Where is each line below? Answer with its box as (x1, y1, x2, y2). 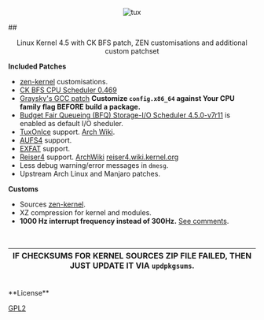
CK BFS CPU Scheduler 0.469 (19, 85, 118, 95)
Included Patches (8, 61, 67, 71)
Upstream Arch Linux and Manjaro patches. (19, 169, 161, 178)
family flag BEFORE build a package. (19, 102, 141, 111)
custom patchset (104, 47, 159, 55)
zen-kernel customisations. (19, 77, 108, 86)
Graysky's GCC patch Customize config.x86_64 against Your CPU (19, 94, 236, 102)
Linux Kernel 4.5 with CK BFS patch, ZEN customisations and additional (16, 38, 247, 47)
